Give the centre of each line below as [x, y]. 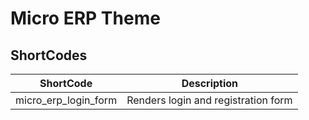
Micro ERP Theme [85, 18]
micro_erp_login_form [66, 100]
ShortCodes [49, 55]
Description [210, 83]
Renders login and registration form [209, 100]
